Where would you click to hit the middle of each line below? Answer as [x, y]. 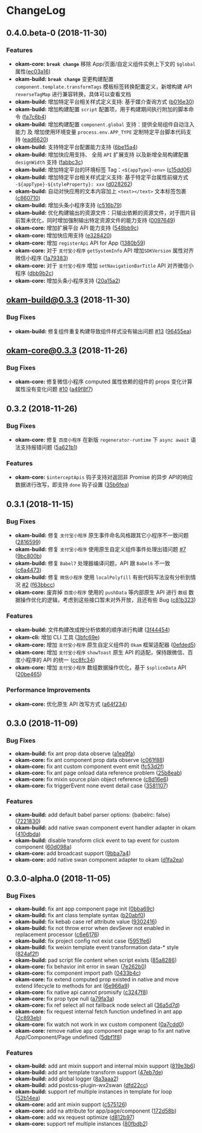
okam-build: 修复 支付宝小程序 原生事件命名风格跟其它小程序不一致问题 [102, 535]
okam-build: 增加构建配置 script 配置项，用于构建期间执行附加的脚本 [102, 109]
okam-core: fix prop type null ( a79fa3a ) [65, 999]
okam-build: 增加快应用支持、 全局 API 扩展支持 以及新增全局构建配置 [102, 154]
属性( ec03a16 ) [33, 71]
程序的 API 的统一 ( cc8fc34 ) [60, 660]
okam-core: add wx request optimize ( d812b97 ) [74, 1117]
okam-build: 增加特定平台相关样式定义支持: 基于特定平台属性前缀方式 [102, 177]
